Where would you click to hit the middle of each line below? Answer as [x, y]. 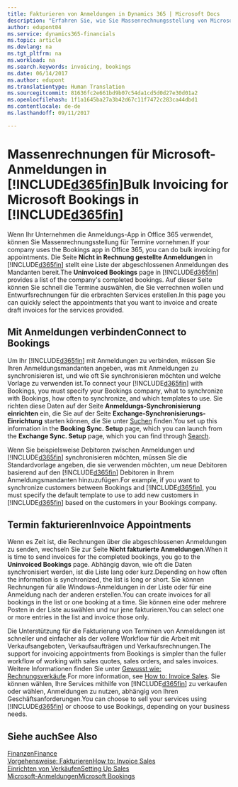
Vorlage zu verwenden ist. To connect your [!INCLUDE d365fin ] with [105, 383]
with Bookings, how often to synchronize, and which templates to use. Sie [115, 398]
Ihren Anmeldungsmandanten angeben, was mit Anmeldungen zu [103, 368]
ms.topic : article [34, 40]
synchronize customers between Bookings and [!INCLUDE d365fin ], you [112, 487]
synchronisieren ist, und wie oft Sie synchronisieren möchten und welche [114, 375]
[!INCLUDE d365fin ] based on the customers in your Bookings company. [112, 502]
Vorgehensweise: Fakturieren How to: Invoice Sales [81, 761]
